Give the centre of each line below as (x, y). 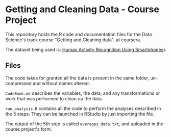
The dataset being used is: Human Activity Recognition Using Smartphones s (86, 49)
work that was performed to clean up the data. (54, 98)
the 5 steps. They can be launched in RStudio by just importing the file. (80, 114)
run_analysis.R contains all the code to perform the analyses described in (83, 108)
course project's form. (29, 129)
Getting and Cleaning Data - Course (82, 9)
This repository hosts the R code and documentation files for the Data (79, 34)
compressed (18, 83)
